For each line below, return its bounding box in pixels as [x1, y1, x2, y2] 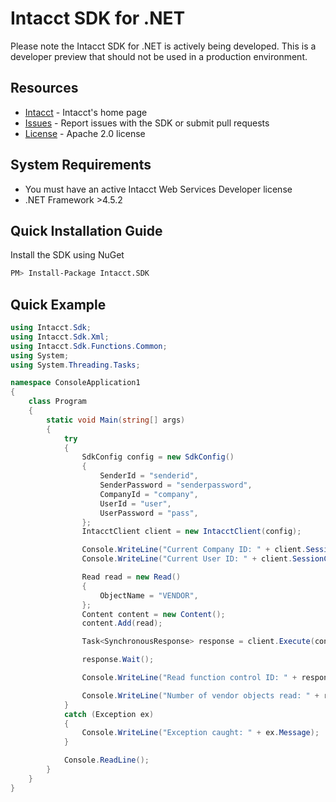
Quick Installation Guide [10, 222, 163, 239]
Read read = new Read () [81, 572, 182, 582]
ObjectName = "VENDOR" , [99, 590, 199, 601]
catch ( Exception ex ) [63, 709, 155, 719]
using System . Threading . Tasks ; [10, 360, 141, 370]
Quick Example [10, 296, 107, 313]
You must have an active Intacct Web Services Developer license [24, 183, 293, 195]
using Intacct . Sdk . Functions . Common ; [10, 341, 168, 351]
